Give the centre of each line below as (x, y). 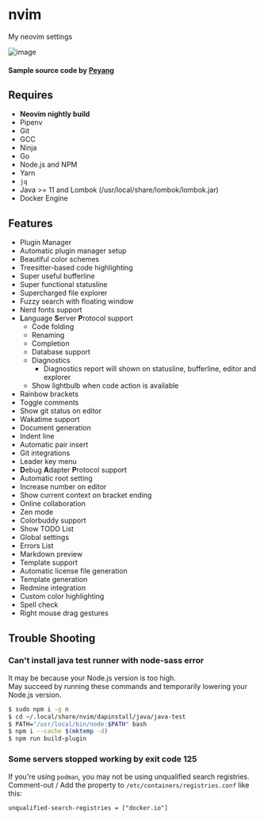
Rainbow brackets (49, 394)
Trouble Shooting (52, 638)
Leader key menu (48, 462)
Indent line (37, 436)
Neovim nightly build (55, 114)
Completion (50, 343)
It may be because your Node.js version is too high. (92, 678)
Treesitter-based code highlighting (76, 268)
